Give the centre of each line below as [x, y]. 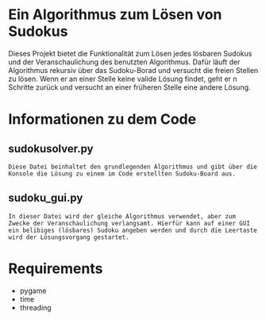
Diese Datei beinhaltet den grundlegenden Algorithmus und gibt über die [133, 167]
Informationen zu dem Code [102, 120]
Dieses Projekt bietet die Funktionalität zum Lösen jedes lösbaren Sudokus [130, 53]
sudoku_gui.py [46, 198]
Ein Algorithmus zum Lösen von [115, 15]
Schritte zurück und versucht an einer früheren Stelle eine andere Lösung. [130, 87]
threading [35, 307]
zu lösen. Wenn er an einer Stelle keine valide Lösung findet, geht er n [123, 79]
